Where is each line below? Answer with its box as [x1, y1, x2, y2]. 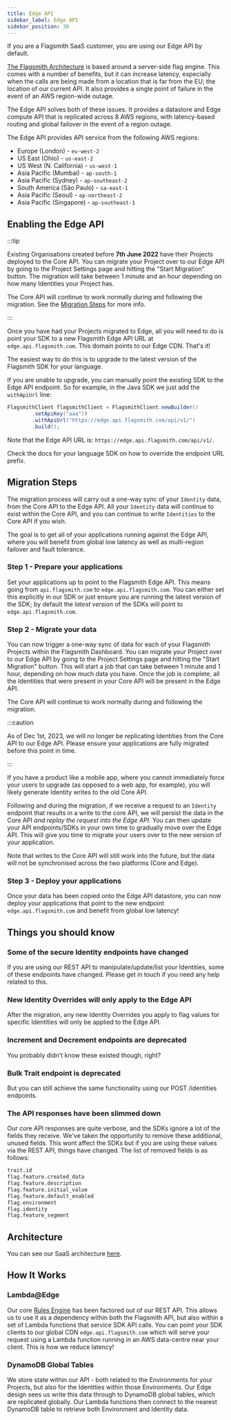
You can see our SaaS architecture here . [7, 1249, 122, 1258]
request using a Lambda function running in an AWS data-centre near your [7, 1335, 219, 1343]
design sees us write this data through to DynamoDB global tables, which [7, 1390, 215, 1399]
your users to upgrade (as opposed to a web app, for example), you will [7, 781, 210, 789]
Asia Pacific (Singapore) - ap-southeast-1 [17, 198, 136, 207]
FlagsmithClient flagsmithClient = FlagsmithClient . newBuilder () [7, 404, 199, 411]
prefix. [7, 456, 26, 465]
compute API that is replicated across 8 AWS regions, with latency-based [7, 113, 215, 121]
